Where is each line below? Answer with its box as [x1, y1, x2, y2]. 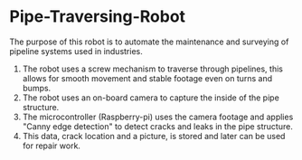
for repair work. [22, 140, 81, 151]
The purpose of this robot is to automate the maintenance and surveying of [9, 36, 289, 47]
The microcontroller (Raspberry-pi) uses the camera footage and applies [22, 111, 294, 122]
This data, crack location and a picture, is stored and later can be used [22, 130, 286, 141]
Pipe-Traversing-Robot [9, 6, 186, 27]
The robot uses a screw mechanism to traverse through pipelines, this [22, 63, 283, 74]
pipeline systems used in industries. [9, 45, 143, 56]
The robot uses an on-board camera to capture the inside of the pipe [22, 92, 280, 103]
